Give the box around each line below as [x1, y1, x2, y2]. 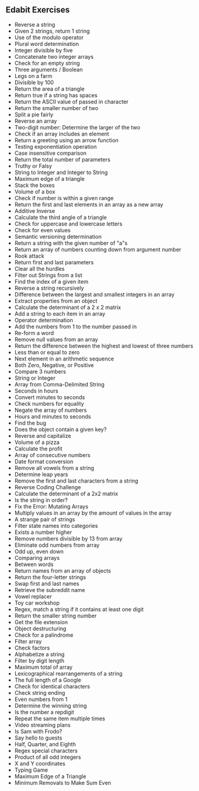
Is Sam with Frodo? [14, 728, 62, 735]
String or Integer [14, 374, 56, 382]
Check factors [14, 644, 50, 651]
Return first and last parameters [14, 258, 94, 265]
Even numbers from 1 [14, 695, 68, 703]
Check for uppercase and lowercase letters [14, 220, 123, 227]
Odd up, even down [14, 547, 64, 555]
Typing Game [14, 766, 48, 773]
